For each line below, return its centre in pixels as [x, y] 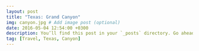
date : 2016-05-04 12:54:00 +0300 [47, 28]
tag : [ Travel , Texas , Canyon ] [44, 39]
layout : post [22, 11]
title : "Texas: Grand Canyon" [44, 17]
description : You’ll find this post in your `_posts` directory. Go [92, 33]
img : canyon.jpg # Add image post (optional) [63, 22]
